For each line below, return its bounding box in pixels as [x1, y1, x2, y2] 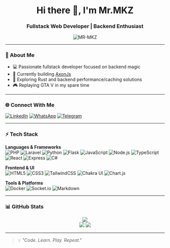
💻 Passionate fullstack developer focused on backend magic [12, 64, 141, 70]
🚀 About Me [5, 52, 35, 59]
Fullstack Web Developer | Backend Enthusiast [26, 23, 144, 30]
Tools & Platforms [5, 180, 44, 186]
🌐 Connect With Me [5, 101, 55, 108]
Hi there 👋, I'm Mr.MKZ [36, 5, 134, 16]
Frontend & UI [5, 165, 34, 171]
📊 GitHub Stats [5, 203, 44, 210]
